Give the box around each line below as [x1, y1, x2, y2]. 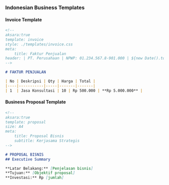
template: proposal [5, 119, 46, 125]
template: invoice [5, 37, 44, 42]
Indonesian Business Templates [5, 4, 85, 11]
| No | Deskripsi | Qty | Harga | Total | [5, 79, 96, 84]
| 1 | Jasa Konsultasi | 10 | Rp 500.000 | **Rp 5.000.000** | [5, 88, 143, 93]
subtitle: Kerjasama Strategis [14, 138, 80, 144]
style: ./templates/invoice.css [5, 42, 73, 47]
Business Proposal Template [5, 99, 66, 105]
